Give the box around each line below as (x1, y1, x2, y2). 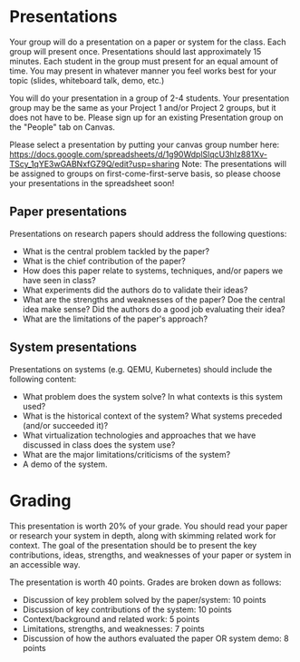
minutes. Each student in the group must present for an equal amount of (9, 55, 279, 66)
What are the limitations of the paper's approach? (22, 313, 208, 324)
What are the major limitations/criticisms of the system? (22, 449, 231, 459)
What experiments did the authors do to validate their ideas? (22, 284, 248, 295)
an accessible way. (9, 558, 81, 569)
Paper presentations (9, 204, 128, 220)
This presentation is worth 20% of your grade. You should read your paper (9, 520, 288, 531)
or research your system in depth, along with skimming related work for (9, 529, 276, 541)
